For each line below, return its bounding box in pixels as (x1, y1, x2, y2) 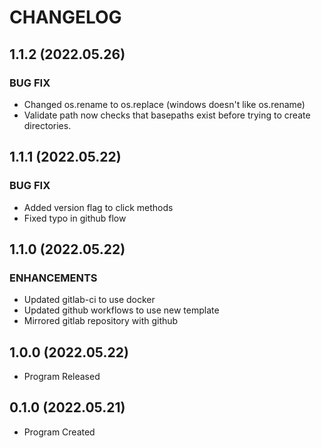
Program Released (23, 371, 101, 383)
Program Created (23, 426, 96, 438)
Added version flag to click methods (23, 201, 174, 213)
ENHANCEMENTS (9, 271, 98, 285)
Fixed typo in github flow (23, 212, 127, 224)
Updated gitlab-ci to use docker (23, 294, 156, 306)
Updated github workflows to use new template (23, 304, 220, 316)
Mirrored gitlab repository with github (23, 315, 179, 327)
